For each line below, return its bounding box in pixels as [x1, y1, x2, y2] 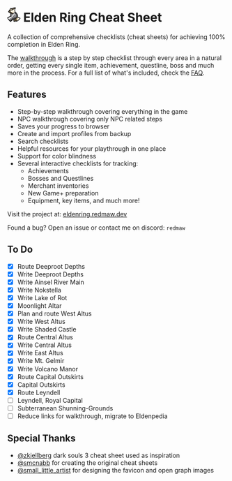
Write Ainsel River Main [17, 278, 85, 286]
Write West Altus [17, 318, 66, 326]
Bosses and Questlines [27, 174, 94, 182]
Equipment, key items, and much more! [27, 196, 141, 205]
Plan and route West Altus [17, 309, 92, 318]
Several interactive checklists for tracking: [17, 159, 139, 168]
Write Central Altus [17, 341, 72, 349]
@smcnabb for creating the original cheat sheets [17, 458, 158, 467]
